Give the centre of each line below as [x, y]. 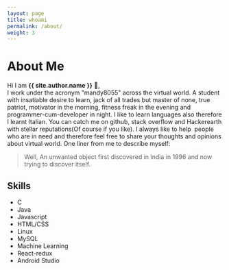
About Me [36, 66]
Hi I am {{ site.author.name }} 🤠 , [53, 86]
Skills [19, 186]
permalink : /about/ [35, 26]
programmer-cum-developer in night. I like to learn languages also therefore [115, 114]
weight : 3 [21, 33]
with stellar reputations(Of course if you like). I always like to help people [111, 129]
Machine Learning [43, 246]
